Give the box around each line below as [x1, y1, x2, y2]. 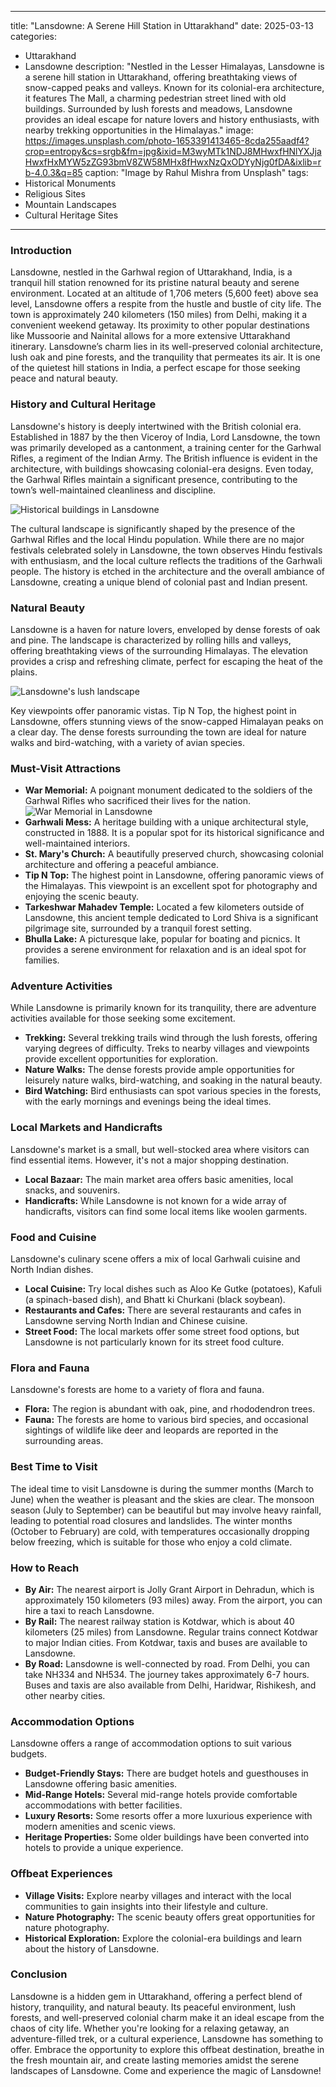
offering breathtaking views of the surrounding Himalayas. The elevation [10, 644, 309, 656]
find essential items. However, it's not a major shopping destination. [10, 1154, 290, 1166]
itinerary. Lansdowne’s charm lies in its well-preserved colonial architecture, [10, 341, 324, 353]
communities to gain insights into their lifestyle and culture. [24, 1900, 269, 1912]
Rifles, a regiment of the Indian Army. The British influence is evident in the [10, 452, 318, 464]
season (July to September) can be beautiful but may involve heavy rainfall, [10, 1504, 322, 1516]
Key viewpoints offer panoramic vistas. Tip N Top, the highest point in [10, 704, 297, 716]
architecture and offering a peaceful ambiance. [24, 859, 220, 871]
